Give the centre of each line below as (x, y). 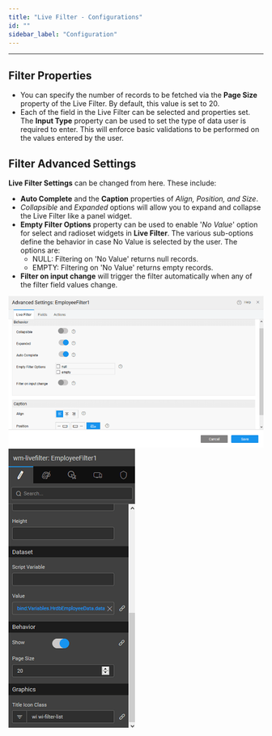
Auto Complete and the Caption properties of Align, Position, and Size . (139, 199)
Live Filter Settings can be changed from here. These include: (113, 183)
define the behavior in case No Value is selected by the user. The (129, 242)
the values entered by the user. (72, 138)
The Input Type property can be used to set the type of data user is (133, 121)
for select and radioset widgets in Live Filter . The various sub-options (136, 233)
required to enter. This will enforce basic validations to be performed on (140, 130)
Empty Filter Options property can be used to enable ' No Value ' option (139, 224)
